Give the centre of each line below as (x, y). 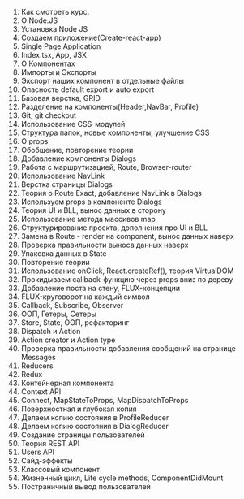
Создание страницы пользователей (83, 435)
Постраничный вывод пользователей (86, 486)
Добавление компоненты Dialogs (79, 158)
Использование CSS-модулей (73, 124)
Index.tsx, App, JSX (54, 55)
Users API (38, 452)
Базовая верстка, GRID (60, 98)
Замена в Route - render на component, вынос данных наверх (127, 236)
